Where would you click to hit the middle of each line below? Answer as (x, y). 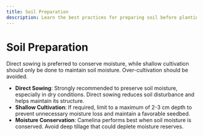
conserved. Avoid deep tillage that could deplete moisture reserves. (99, 126)
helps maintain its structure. (50, 101)
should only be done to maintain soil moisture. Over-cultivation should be (97, 70)
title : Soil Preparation (37, 12)
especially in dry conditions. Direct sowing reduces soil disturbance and (105, 94)
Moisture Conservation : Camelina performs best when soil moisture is (103, 120)
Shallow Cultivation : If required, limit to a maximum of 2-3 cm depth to (103, 107)
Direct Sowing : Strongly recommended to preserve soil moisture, (96, 88)
